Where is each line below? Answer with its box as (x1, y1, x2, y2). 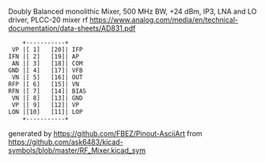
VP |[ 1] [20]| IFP (11, 46, 83, 54)
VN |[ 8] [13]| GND (11, 94, 83, 102)
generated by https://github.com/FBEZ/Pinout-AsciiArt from (8, 129, 203, 138)
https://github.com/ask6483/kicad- (8, 138, 124, 146)
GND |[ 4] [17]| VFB (8, 66, 83, 74)
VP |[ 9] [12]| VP (11, 101, 80, 109)
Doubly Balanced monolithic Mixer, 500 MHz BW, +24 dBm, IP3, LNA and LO (8, 7, 257, 16)
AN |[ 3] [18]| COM (11, 59, 83, 67)
